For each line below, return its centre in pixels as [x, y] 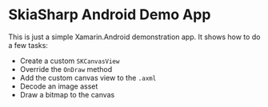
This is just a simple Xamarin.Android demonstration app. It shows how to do [134, 37]
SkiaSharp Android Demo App [110, 15]
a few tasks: [28, 45]
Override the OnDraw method [66, 69]
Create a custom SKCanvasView [70, 61]
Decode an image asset [59, 86]
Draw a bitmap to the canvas [67, 94]
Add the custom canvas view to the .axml [88, 77]
